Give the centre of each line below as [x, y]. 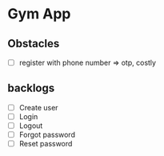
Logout [31, 126]
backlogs [31, 88]
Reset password [46, 144]
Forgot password [47, 135]
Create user [38, 107]
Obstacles [34, 44]
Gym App [39, 14]
